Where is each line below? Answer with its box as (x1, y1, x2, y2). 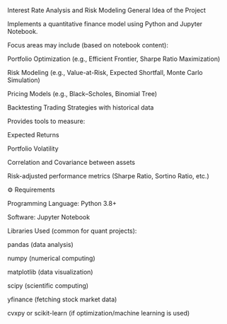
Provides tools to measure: (7, 117, 86, 125)
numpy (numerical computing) (7, 254, 95, 262)
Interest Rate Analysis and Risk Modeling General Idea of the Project (7, 6, 206, 14)
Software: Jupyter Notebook (7, 213, 91, 221)
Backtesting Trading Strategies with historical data (7, 103, 154, 112)
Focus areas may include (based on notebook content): (7, 41, 168, 49)
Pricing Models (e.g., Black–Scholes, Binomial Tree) (7, 90, 158, 98)
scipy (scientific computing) (7, 282, 89, 289)
